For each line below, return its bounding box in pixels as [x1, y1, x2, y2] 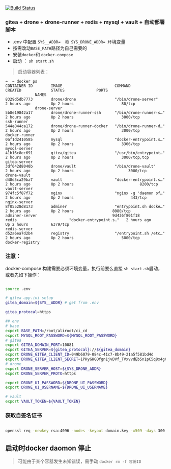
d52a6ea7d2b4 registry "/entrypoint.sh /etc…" [5, 231, 165, 236]
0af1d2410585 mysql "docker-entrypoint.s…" [5, 137, 165, 143]
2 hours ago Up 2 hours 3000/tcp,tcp [5, 155, 149, 160]
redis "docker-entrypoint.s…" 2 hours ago [5, 218, 152, 223]
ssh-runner [5, 119, 28, 125]
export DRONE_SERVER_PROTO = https [5, 371, 76, 376]
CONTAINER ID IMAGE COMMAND [5, 83, 131, 89]
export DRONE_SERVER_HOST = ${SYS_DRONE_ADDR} [5, 366, 101, 371]
